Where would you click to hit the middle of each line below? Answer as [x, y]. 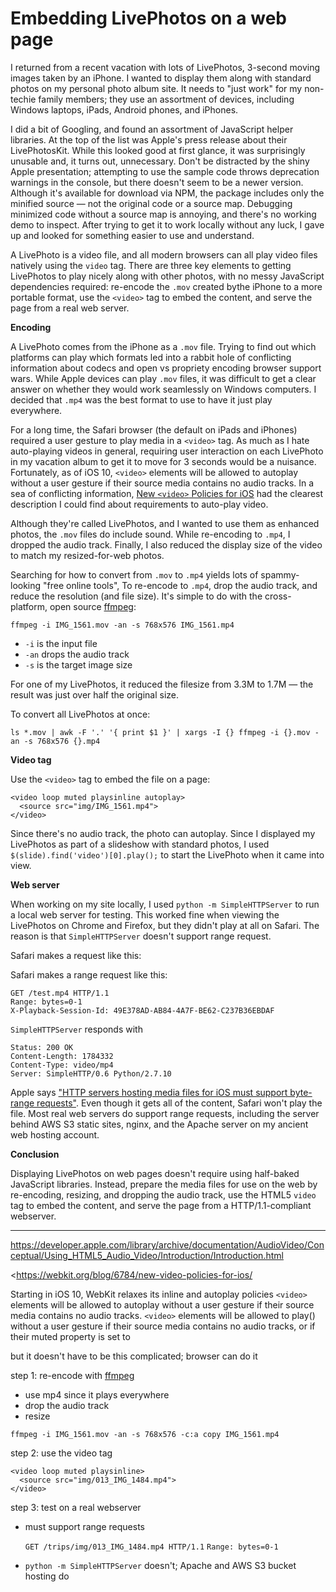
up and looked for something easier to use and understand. [132, 235]
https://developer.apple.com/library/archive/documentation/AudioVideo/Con [167, 1244]
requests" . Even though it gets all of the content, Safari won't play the [179, 1103]
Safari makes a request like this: [76, 955]
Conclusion [35, 1154]
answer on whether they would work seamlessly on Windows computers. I [163, 389]
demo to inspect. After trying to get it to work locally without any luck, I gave [167, 224]
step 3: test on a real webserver [76, 1507]
